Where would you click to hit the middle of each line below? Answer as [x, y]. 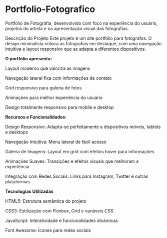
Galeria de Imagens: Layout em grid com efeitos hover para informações [80, 151]
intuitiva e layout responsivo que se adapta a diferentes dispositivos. [76, 49]
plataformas [17, 181]
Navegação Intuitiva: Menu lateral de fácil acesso [56, 142]
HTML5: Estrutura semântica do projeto [46, 201]
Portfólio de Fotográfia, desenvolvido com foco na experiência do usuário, [81, 23]
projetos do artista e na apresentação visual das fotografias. [67, 28]
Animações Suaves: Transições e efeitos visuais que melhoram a [72, 161]
